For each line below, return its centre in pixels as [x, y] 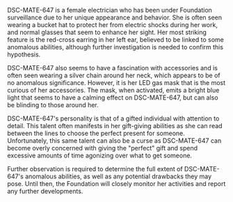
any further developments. [45, 191]
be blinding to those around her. [53, 105]
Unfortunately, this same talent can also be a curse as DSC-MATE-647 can [114, 141]
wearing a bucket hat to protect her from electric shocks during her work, [112, 25]
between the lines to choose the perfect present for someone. [96, 133]
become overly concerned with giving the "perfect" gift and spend [103, 148]
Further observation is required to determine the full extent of [95, 169]
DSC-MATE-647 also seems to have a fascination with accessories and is [112, 68]
